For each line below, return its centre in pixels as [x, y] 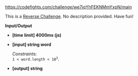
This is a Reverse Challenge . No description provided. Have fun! [69, 16]
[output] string [27, 68]
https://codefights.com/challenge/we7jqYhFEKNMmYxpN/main [69, 7]
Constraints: [24, 54]
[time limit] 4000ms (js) [37, 35]
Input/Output [19, 26]
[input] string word [31, 45]
